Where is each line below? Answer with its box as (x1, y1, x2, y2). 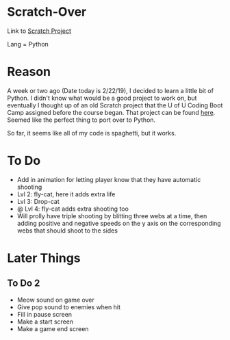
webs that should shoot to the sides (16, 226, 118, 235)
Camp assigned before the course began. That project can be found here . (7, 108, 216, 116)
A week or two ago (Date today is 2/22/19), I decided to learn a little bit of (7, 86, 214, 94)
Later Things (7, 250, 81, 265)
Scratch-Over (7, 4, 87, 20)
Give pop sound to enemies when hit (16, 302, 121, 311)
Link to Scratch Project (7, 27, 72, 35)
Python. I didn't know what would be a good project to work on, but (7, 94, 197, 102)
